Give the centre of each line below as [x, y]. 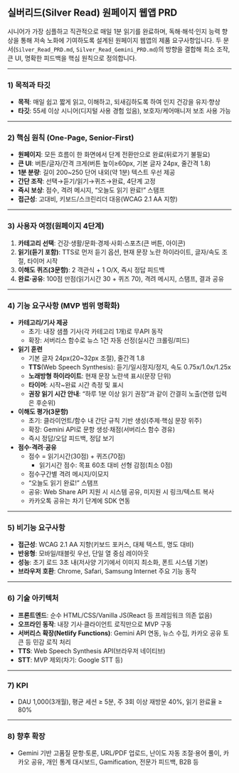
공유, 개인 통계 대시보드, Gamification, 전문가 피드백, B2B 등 [115, 762]
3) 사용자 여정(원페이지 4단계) [56, 226]
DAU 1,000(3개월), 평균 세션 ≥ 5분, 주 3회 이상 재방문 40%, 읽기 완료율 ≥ [120, 702]
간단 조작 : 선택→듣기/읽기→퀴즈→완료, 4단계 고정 [86, 181]
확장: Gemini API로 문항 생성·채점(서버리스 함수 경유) [102, 429]
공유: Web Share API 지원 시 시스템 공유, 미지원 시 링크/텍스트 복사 [121, 492]
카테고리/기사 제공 [43, 322]
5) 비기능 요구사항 [36, 528]
